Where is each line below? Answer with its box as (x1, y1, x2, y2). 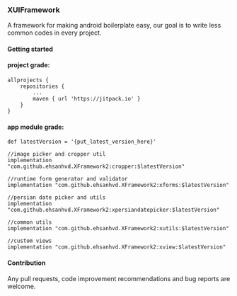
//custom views (7, 237, 52, 245)
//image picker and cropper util (7, 151, 106, 158)
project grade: (7, 61, 50, 69)
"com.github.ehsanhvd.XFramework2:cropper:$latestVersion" (7, 163, 185, 171)
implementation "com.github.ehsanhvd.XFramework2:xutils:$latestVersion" (7, 225, 230, 232)
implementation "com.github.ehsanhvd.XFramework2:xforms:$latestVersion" (7, 182, 230, 189)
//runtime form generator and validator (7, 176, 129, 183)
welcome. (7, 282, 36, 290)
